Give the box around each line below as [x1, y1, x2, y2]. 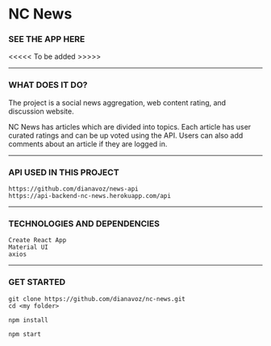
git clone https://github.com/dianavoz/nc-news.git [8, 295, 186, 303]
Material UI [8, 243, 48, 252]
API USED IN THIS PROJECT [8, 167, 119, 178]
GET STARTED [8, 277, 66, 288]
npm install [8, 315, 48, 324]
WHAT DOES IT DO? [8, 80, 88, 91]
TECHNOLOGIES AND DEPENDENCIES [8, 218, 160, 229]
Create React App [8, 237, 67, 245]
